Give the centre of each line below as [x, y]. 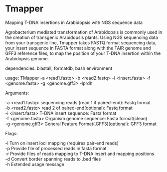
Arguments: [17, 93]
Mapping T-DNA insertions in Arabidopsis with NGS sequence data [74, 22]
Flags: [11, 133]
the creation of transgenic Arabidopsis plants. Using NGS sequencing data [82, 37]
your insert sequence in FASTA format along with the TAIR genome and [78, 48]
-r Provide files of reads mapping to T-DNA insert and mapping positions [80, 154]
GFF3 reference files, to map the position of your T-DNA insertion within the [83, 53]
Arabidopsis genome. [27, 58]
